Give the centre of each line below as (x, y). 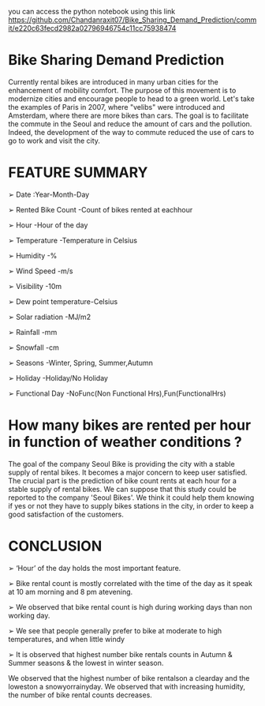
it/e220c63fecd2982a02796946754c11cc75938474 (92, 28)
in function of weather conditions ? (125, 442)
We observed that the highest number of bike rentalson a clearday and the (129, 678)
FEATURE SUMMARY (78, 173)
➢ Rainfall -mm (33, 332)
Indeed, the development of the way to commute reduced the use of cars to (131, 132)
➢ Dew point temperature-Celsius (63, 301)
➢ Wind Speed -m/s (41, 271)
